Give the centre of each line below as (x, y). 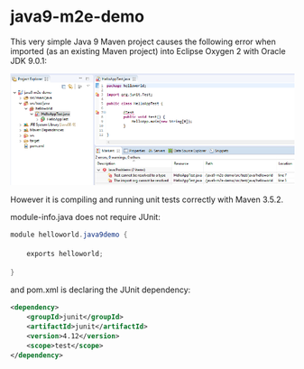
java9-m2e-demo (78, 17)
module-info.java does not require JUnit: (85, 217)
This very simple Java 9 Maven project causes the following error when (143, 42)
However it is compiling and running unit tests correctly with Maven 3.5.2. (147, 199)
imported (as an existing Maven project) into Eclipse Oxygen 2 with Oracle (148, 51)
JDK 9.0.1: (29, 60)
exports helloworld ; (65, 254)
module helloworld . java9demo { (69, 235)
